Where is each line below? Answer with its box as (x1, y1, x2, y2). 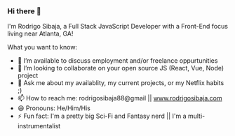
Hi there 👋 (7, 6, 42, 16)
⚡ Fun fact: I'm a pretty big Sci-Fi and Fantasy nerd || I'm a (17, 112, 187, 121)
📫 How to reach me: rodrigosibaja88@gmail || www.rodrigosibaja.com (17, 94, 222, 103)
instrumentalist (17, 122, 61, 130)
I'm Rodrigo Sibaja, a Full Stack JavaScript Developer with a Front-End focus (7, 22, 228, 31)
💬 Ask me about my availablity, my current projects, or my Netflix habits (17, 79, 224, 87)
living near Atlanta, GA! (7, 29, 74, 38)
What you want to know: (7, 43, 78, 52)
